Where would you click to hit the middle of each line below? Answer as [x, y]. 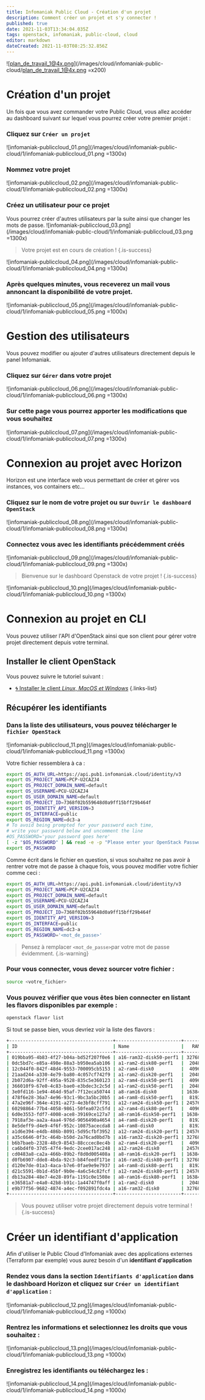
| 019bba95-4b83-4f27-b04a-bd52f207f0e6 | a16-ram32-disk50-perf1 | [95, 1058]
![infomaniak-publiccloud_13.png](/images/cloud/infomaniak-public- [92, 1348]
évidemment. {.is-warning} [55, 953]
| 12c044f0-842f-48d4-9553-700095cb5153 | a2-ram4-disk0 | [95, 1069]
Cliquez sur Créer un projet [48, 134]
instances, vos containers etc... [45, 487]
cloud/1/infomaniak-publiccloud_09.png [56, 564]
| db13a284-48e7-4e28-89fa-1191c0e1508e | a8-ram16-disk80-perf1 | [95, 1177]
